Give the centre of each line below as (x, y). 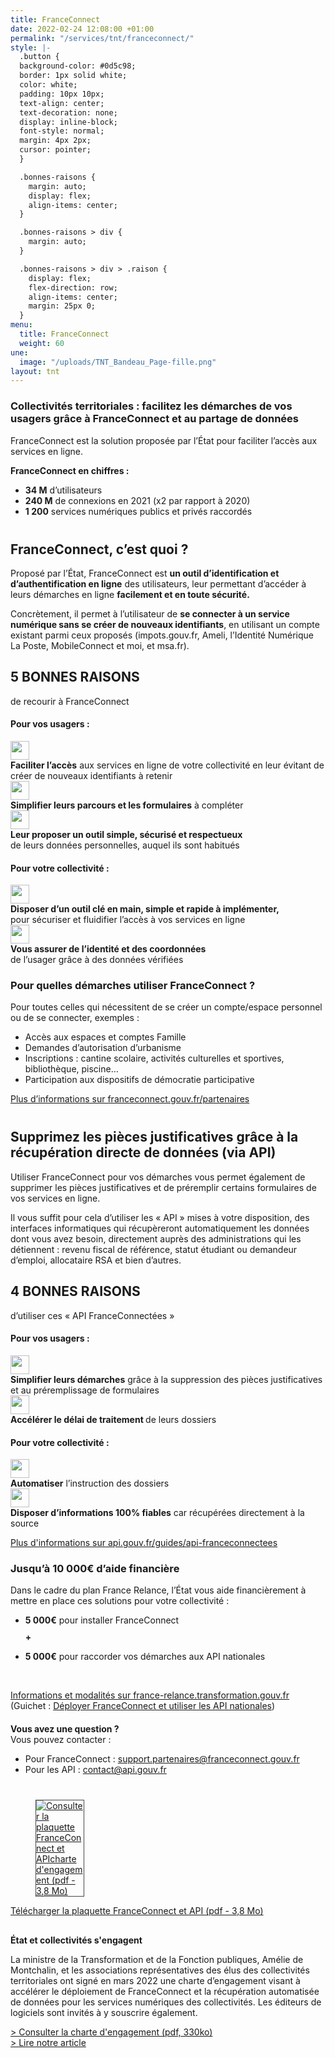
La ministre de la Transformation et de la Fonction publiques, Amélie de (157, 1960)
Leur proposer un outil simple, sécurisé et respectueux (126, 834)
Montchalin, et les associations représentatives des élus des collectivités (160, 1970)
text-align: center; (62, 103)
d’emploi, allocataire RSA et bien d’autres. (96, 1260)
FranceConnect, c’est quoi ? (99, 549)
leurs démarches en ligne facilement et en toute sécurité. (130, 594)
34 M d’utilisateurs (63, 490)
